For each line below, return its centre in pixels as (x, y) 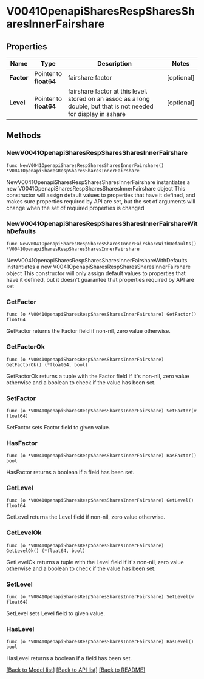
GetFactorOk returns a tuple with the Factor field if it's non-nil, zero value (98, 376)
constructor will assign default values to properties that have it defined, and (101, 195)
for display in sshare (97, 114)
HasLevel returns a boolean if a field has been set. (69, 658)
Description (114, 63)
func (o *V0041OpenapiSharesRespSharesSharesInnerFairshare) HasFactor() (102, 456)
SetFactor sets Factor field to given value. (58, 427)
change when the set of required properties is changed (75, 208)
